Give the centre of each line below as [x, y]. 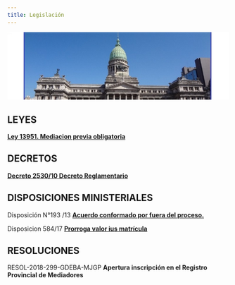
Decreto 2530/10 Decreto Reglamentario [68, 176]
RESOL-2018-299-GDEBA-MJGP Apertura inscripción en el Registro [107, 267]
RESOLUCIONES [43, 250]
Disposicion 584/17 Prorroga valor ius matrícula [77, 229]
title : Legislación [36, 15]
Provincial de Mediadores [45, 275]
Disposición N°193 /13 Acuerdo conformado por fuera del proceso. [106, 214]
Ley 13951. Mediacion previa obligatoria [66, 136]
